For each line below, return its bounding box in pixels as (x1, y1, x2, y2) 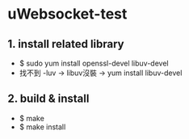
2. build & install (7, 92, 90, 106)
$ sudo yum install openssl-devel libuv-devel (19, 58, 169, 68)
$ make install (19, 122, 66, 132)
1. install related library (7, 37, 124, 51)
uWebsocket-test (7, 5, 128, 23)
